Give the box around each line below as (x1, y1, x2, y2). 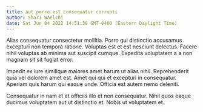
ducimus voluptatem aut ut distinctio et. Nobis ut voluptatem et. (6, 99, 165, 106)
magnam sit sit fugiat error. (6, 56, 74, 64)
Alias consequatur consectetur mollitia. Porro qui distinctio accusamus (6, 37, 182, 44)
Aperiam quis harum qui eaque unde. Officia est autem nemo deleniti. (6, 81, 180, 88)
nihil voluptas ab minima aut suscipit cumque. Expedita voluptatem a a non (6, 50, 193, 57)
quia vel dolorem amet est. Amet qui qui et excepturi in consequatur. (6, 74, 177, 82)
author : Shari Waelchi (6, 15, 64, 21)
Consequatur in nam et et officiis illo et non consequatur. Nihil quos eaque (6, 92, 191, 100)
